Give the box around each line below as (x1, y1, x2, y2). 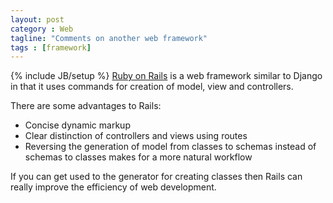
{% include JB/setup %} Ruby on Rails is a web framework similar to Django (10, 70, 323, 82)
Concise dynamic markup (24, 119, 131, 131)
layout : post (10, 14, 65, 25)
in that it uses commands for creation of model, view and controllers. (10, 81, 294, 93)
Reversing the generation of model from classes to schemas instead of (24, 141, 317, 153)
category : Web (10, 24, 74, 34)
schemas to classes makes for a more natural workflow (24, 151, 253, 163)
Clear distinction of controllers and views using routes (24, 130, 248, 142)
